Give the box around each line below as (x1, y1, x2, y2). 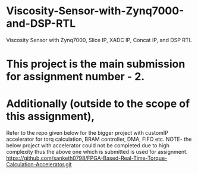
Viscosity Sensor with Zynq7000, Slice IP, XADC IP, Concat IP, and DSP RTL (6, 36, 192, 43)
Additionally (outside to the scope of (6, 97, 190, 110)
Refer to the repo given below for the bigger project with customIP (6, 129, 168, 137)
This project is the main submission (6, 58, 186, 71)
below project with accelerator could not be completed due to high (6, 142, 169, 149)
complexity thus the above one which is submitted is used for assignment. (6, 148, 188, 156)
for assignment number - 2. (6, 70, 145, 84)
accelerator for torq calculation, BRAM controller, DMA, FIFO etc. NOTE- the (6, 135, 192, 143)
